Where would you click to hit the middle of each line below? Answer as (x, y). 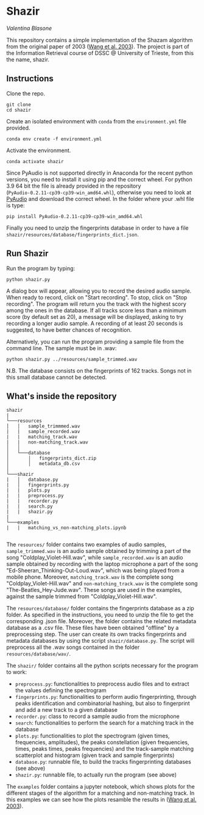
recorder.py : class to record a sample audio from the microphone (97, 717)
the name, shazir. (28, 59)
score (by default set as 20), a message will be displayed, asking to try (95, 316)
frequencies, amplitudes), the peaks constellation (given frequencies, (102, 742)
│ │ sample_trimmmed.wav (43, 426)
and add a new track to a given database (66, 710)
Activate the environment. (39, 150)
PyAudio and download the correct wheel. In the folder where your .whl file (100, 199)
